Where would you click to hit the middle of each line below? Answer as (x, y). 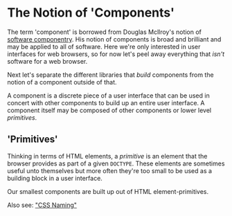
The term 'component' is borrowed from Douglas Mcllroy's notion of (105, 32)
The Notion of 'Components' (91, 13)
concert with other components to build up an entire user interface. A (106, 102)
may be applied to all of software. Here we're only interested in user (104, 46)
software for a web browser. (47, 61)
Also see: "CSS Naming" (42, 205)
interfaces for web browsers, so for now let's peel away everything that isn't (116, 54)
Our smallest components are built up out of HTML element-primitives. (108, 191)
